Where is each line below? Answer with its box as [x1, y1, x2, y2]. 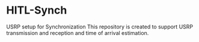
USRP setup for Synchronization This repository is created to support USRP [6, 23, 194, 30]
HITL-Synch [6, 4, 67, 17]
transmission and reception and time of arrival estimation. [6, 29, 149, 36]
